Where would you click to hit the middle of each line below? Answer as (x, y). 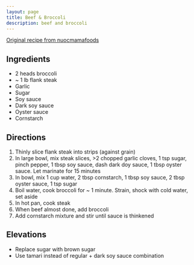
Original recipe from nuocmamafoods (53, 40)
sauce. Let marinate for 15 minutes (58, 171)
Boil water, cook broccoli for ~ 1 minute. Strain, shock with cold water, (102, 190)
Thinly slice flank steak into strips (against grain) (75, 152)
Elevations (27, 235)
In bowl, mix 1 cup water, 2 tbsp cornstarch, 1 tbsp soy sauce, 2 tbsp (100, 177)
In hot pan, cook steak (42, 203)
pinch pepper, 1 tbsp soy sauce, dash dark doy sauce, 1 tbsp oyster (98, 164)
